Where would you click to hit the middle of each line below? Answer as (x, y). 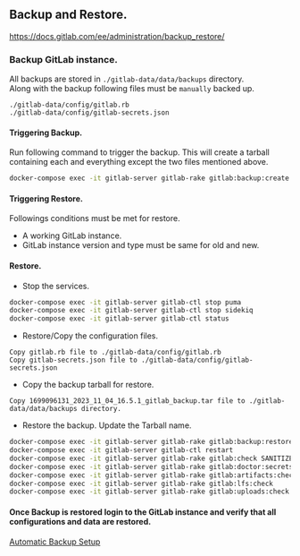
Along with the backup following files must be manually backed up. (132, 89)
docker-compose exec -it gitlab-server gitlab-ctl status (119, 319)
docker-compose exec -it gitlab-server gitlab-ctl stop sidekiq (131, 311)
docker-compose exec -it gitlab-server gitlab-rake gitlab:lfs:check (142, 483)
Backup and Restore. (68, 15)
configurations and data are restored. (80, 521)
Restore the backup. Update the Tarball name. (107, 425)
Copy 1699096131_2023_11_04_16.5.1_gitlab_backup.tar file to (127, 401)
